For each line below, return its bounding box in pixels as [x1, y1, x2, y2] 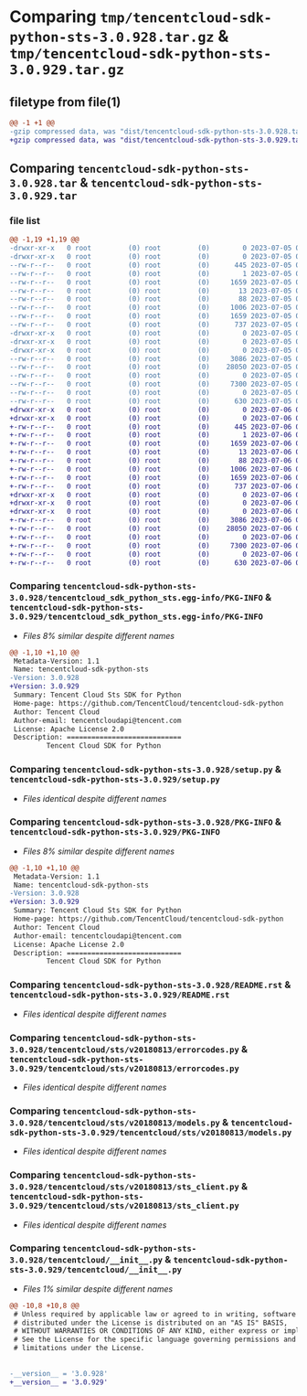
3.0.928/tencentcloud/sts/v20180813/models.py [9, 1117, 221, 1128]
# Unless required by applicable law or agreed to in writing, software [13, 1309, 297, 1318]
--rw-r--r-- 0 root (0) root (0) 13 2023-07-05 [9, 286, 292, 295]
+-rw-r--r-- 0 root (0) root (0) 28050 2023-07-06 [9, 524, 292, 534]
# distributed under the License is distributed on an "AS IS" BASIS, [13, 1318, 288, 1327]
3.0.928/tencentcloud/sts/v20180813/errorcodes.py [9, 1044, 239, 1055]
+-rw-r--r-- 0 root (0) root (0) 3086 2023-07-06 [9, 516, 292, 525]
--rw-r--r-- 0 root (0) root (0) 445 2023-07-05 [9, 261, 292, 270]
